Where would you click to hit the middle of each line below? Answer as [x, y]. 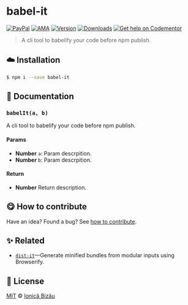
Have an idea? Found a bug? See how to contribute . [71, 221]
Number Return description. [51, 187]
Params [16, 140]
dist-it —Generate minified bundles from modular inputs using [95, 255]
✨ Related [25, 240]
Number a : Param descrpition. [53, 153]
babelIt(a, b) [27, 113]
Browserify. [30, 262]
